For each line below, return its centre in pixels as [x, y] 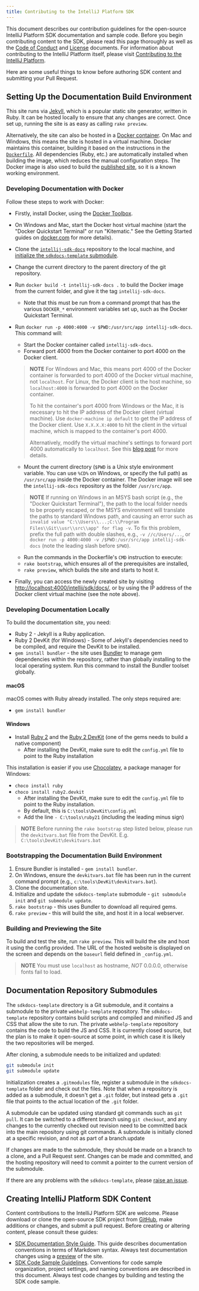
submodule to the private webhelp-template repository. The [78, 1011]
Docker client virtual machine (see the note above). [77, 594]
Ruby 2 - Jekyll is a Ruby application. [60, 634]
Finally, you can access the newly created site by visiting [84, 581]
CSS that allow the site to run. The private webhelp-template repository [92, 1024]
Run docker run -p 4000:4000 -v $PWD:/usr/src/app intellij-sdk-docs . [104, 327]
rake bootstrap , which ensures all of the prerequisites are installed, [106, 563]
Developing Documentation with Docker [65, 189]
